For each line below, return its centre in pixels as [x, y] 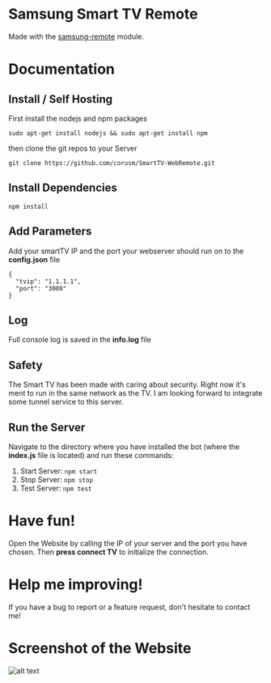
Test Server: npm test [56, 488]
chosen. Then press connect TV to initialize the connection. [108, 552]
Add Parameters [50, 231]
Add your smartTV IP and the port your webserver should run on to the [126, 251]
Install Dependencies [63, 188]
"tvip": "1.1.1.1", [49, 281]
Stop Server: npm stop [57, 479]
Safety [25, 365]
